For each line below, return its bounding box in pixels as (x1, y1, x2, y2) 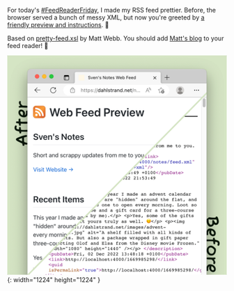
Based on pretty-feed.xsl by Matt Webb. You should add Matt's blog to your (7, 34, 224, 42)
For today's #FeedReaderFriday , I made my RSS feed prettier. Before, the (7, 6, 216, 14)
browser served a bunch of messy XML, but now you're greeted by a (7, 13, 205, 22)
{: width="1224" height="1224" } (7, 276, 101, 284)
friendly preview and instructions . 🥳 (7, 21, 109, 29)
